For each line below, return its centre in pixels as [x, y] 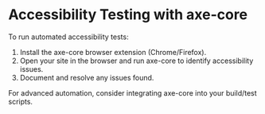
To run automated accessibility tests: [68, 37]
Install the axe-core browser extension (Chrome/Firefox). [113, 52]
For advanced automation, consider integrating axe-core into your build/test [132, 92]
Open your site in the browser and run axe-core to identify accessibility [136, 61]
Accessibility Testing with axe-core [128, 15]
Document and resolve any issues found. [87, 77]
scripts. [21, 101]
